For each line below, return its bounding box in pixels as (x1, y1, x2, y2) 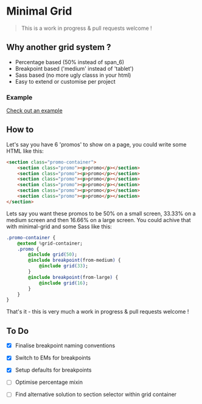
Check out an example (6, 107, 63, 114)
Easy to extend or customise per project (15, 78, 116, 85)
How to (6, 124, 34, 135)
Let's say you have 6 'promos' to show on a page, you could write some (6, 140, 187, 148)
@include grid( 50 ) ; (28, 251, 78, 258)
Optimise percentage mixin (15, 378, 83, 386)
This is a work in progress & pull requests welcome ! (21, 24, 152, 32)
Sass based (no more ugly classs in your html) (15, 71, 131, 79)
